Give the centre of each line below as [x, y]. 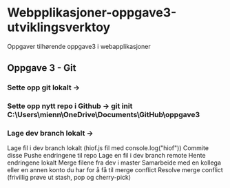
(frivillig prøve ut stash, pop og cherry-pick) [69, 178]
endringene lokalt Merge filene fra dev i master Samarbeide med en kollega [114, 163]
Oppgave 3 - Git [42, 68]
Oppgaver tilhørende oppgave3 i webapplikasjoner [79, 46]
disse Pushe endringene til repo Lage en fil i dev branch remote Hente [106, 156]
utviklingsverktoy [59, 27]
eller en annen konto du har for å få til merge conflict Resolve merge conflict [115, 170]
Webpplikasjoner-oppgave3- [92, 13]
